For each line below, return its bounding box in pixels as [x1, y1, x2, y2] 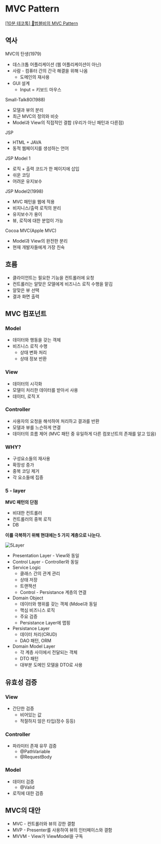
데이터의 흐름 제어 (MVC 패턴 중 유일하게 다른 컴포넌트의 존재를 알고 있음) [12, 431, 156, 437]
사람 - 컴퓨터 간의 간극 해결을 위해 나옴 [12, 67, 88, 73]
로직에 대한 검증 [12, 790, 43, 796]
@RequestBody [19, 754, 52, 760]
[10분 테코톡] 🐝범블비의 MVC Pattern [5, 20, 78, 26]
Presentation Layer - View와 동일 [12, 553, 79, 559]
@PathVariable [19, 749, 50, 755]
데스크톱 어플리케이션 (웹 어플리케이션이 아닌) [12, 61, 101, 67]
